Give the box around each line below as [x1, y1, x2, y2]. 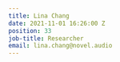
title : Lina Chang [8, 11, 70, 20]
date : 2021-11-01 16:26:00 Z [8, 19, 106, 27]
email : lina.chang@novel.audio [8, 42, 113, 50]
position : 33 [8, 27, 52, 35]
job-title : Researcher [8, 34, 84, 43]
